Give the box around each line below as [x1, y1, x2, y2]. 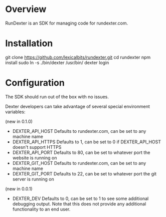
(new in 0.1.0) [5, 118, 33, 124]
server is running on [12, 176, 54, 182]
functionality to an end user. [12, 206, 71, 212]
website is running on [12, 154, 57, 161]
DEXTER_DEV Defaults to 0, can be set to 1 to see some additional [12, 195, 149, 201]
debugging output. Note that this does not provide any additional [12, 200, 146, 206]
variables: [5, 109, 26, 115]
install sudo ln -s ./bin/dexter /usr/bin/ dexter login [5, 59, 109, 66]
